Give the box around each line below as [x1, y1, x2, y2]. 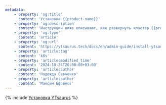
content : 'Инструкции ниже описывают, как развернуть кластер [18, 26, 149, 31]
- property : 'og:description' [14, 21, 77, 26]
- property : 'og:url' [14, 40, 58, 45]
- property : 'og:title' [14, 12, 63, 17]
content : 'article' [18, 35, 58, 40]
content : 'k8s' [18, 53, 50, 58]
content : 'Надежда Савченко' [18, 72, 79, 77]
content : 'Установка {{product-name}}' [18, 16, 100, 21]
